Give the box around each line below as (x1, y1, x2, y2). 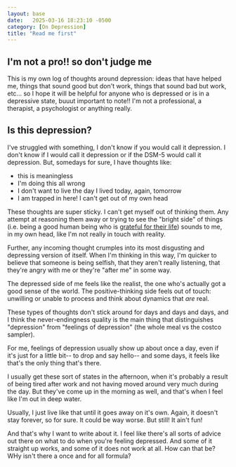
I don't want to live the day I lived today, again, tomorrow (17, 187, 182, 195)
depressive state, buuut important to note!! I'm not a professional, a (7, 97, 202, 105)
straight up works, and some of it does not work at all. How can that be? (7, 444, 216, 452)
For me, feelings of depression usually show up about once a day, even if (7, 344, 219, 352)
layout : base (7, 10, 46, 18)
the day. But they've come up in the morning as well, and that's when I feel (7, 387, 223, 395)
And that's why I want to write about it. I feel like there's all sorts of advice (7, 429, 221, 438)
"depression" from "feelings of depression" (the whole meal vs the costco (7, 323, 222, 331)
